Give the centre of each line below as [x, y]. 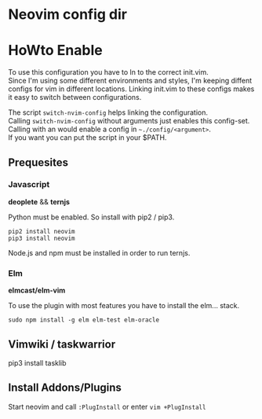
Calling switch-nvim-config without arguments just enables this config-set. [129, 121]
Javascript [29, 185]
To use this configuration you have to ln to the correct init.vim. [109, 72]
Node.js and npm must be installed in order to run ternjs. [99, 252]
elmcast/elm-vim [37, 290]
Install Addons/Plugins [65, 388]
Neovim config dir [68, 15]
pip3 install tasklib [37, 362]
